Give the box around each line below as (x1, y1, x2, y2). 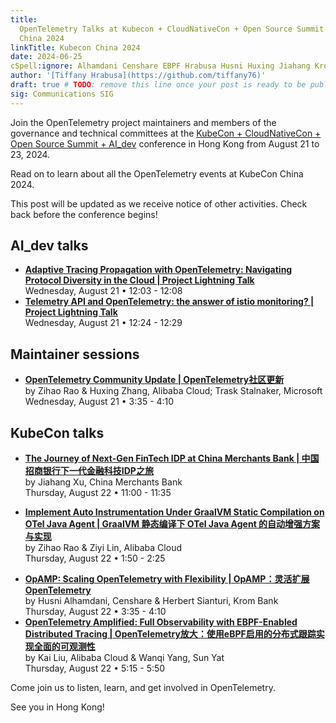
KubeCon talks (10, 424, 105, 441)
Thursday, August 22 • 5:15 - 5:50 (24, 662, 166, 675)
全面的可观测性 (33, 641, 96, 653)
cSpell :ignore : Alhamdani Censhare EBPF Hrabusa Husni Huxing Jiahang (10, 61, 311, 71)
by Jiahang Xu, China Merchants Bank (24, 476, 183, 488)
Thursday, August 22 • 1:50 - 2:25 (24, 552, 166, 565)
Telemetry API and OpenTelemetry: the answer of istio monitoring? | (24, 296, 315, 308)
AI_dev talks (10, 237, 89, 255)
